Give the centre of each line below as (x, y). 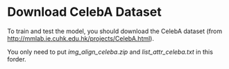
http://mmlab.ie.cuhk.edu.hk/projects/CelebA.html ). (81, 38)
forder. (17, 59)
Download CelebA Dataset (84, 12)
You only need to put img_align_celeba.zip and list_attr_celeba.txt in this (110, 52)
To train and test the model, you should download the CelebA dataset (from (115, 31)
